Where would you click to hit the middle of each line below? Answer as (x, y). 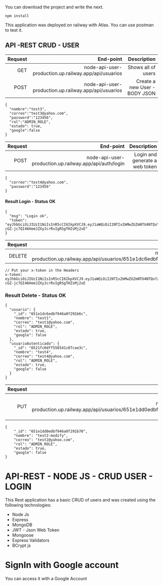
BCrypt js (21, 546)
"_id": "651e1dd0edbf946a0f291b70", (51, 431)
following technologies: (28, 505)
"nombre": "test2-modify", (41, 436)
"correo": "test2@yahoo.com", (44, 440)
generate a (145, 160)
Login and (146, 154)
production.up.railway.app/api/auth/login (78, 163)
